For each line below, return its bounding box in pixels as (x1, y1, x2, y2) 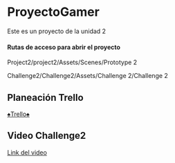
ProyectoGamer (7, 4, 100, 20)
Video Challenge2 (7, 130, 86, 142)
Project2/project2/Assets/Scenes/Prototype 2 (7, 58, 138, 66)
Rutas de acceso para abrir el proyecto (7, 43, 121, 51)
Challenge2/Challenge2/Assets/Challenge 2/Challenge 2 (7, 72, 168, 80)
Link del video (7, 148, 47, 156)
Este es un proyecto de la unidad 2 (7, 27, 106, 35)
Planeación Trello (7, 91, 84, 104)
